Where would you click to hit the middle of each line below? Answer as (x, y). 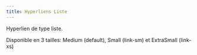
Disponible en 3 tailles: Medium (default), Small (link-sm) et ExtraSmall (92, 40)
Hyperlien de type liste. (35, 28)
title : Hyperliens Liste (37, 12)
